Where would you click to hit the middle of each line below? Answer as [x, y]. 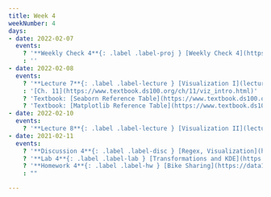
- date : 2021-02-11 [41, 136]
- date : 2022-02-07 [41, 38]
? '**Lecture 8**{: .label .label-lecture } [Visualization [126, 128]
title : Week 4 [32, 16]
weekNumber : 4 [32, 23]
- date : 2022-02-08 [41, 69]
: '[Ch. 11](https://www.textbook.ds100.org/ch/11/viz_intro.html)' [140, 91]
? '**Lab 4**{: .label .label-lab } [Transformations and [122, 158]
